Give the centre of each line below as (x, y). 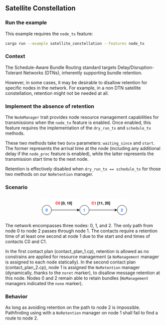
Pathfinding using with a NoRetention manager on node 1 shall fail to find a (81, 313)
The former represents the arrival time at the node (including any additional (83, 149)
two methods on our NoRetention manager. (49, 174)
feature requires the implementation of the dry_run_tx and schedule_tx (78, 128)
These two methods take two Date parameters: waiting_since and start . (80, 143)
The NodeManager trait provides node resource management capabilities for (82, 117)
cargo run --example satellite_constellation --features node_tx (75, 43)
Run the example (26, 23)
